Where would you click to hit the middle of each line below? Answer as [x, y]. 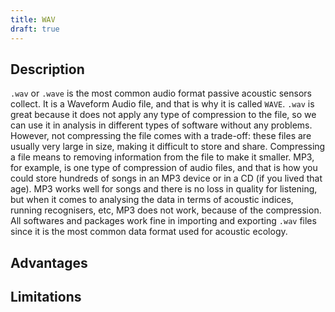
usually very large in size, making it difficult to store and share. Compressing [168, 147]
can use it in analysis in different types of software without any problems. [161, 125]
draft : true [35, 29]
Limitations [46, 297]
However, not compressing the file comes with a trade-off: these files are [161, 136]
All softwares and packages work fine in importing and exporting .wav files [163, 221]
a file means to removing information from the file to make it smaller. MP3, [162, 157]
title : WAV [33, 19]
